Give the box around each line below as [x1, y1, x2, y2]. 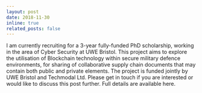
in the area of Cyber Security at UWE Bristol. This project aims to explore [6, 49, 188, 56]
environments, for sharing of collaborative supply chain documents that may [6, 61, 196, 68]
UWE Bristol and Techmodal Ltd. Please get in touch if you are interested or [6, 74, 194, 81]
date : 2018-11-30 [6, 14, 50, 20]
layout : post [6, 8, 39, 15]
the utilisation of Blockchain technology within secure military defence [6, 55, 181, 62]
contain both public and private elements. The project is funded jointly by [6, 67, 188, 75]
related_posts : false [6, 25, 61, 32]
